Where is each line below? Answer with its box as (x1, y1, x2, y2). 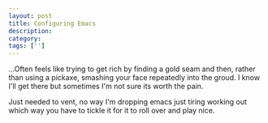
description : (8, 27, 53, 35)
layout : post (8, 11, 53, 20)
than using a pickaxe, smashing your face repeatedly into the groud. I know (8, 73, 261, 83)
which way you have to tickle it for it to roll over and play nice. (8, 106, 215, 116)
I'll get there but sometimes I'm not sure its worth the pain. (8, 82, 204, 91)
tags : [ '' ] (8, 42, 45, 50)
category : (8, 34, 42, 43)
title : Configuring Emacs (8, 19, 96, 28)
